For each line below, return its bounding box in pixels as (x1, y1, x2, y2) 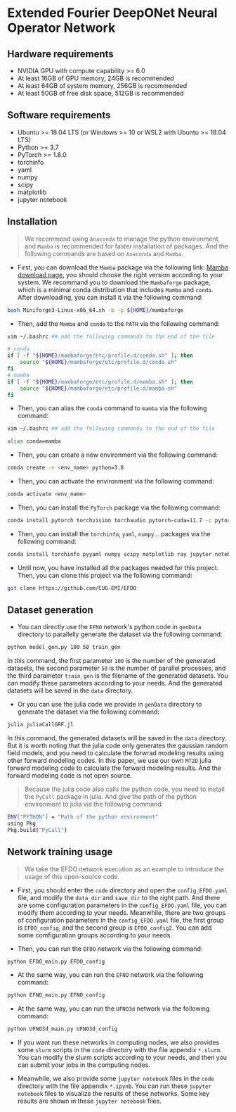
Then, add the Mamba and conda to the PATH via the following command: (17, 319, 220, 328)
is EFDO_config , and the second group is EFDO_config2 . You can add (17, 923, 212, 932)
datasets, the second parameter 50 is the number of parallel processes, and (7, 664, 226, 673)
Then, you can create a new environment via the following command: (17, 450, 218, 459)
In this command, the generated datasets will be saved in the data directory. (7, 734, 227, 743)
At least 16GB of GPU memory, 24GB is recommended (17, 74, 174, 82)
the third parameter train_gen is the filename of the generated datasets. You (7, 671, 228, 680)
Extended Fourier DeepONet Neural (7, 5, 218, 21)
